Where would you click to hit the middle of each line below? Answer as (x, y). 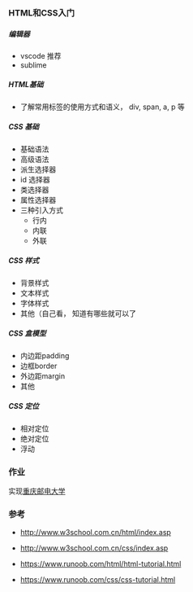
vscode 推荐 (41, 55)
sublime (33, 65)
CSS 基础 (24, 127)
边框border (39, 366)
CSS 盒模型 (27, 333)
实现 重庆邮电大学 (37, 491)
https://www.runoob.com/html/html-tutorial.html (101, 564)
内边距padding (45, 355)
